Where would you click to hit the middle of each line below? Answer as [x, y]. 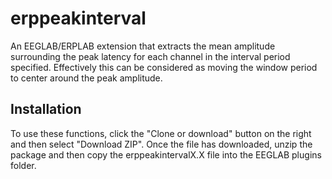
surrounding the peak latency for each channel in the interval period [150, 56]
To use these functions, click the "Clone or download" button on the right [161, 133]
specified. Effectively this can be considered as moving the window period [164, 67]
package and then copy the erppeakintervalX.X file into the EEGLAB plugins [166, 154]
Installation [46, 109]
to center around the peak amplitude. [86, 78]
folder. [23, 165]
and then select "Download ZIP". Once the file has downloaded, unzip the [161, 144]
